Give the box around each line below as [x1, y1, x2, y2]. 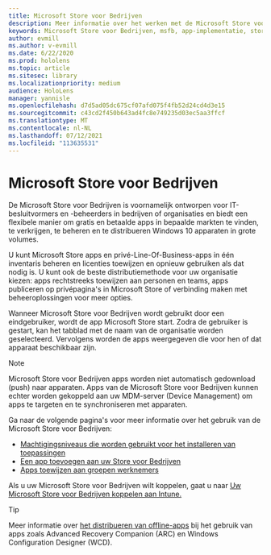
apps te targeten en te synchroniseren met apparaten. [8, 400, 188, 409]
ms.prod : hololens [8, 57, 70, 65]
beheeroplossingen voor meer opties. [8, 293, 133, 303]
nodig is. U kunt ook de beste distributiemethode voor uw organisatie [8, 267, 239, 277]
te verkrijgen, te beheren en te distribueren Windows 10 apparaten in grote [8, 226, 256, 236]
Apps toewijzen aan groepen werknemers [19, 465, 159, 475]
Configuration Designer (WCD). [8, 537, 113, 548]
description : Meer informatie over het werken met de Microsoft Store [8, 19, 251, 27]
